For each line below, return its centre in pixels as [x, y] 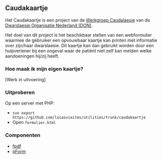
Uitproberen [20, 93]
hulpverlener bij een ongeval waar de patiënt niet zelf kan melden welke [79, 51]
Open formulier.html [34, 122]
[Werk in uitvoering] [26, 80]
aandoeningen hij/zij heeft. [32, 56]
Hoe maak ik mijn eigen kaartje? [44, 69]
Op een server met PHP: [30, 103]
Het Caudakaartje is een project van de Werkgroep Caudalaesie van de [78, 20]
